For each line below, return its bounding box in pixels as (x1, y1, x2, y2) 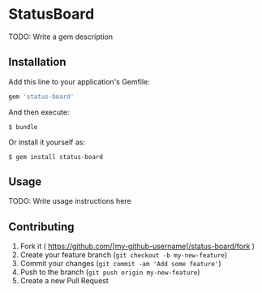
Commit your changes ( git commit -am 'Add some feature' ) (19, 259, 221, 269)
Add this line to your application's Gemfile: (8, 76, 150, 86)
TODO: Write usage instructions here (8, 196, 131, 206)
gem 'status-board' (8, 93, 75, 101)
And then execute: (8, 107, 70, 117)
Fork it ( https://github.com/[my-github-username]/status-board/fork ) (19, 241, 256, 252)
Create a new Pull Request (19, 276, 110, 286)
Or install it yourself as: (8, 137, 85, 147)
